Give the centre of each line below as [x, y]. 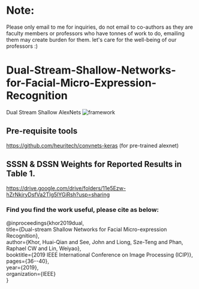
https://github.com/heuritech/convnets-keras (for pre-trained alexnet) [93, 145]
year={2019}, [22, 267]
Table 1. [21, 174]
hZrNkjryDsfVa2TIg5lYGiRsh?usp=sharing [58, 194]
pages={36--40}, [28, 261]
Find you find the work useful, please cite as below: [83, 210]
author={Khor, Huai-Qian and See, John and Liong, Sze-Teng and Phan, [95, 242]
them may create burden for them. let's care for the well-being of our [91, 39]
